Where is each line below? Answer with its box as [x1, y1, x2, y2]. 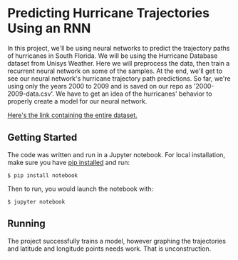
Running [7, 218, 46, 230]
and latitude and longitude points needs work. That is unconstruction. [7, 244, 212, 253]
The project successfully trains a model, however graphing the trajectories [7, 236, 227, 245]
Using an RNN [7, 20, 91, 36]
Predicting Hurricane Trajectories [7, 5, 210, 21]
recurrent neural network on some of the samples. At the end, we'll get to [7, 66, 223, 75]
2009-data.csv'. [7, 89, 55, 98]
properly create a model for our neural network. [7, 96, 148, 105]
